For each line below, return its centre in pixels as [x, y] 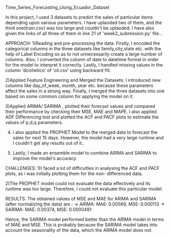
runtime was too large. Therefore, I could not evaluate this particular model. [84, 189]
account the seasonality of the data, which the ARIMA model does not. [79, 230]
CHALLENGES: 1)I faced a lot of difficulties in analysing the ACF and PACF [82, 168]
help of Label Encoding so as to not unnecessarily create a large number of [84, 54]
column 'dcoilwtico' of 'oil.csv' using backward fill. [58, 70]
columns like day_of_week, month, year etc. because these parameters [79, 85]
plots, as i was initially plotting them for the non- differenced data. [74, 173]
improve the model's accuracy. [45, 158]
